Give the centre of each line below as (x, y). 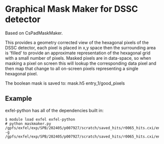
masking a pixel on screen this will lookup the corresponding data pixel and (81, 63)
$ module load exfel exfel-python (40, 119)
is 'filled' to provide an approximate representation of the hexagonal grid (78, 53)
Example (19, 99)
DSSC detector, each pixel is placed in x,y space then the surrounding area (81, 48)
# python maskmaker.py (28, 123)
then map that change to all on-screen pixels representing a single (72, 68)
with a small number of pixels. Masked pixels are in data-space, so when (78, 58)
